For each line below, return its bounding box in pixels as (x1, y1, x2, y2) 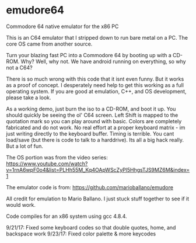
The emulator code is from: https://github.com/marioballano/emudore (6, 183, 174, 190)
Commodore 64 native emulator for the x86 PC (6, 23, 119, 30)
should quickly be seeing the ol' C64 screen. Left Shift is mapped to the (6, 112, 178, 119)
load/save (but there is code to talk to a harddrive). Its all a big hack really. (6, 136, 184, 143)
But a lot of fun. (6, 143, 44, 150)
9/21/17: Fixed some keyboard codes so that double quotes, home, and (6, 224, 176, 231)
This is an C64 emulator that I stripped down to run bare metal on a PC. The (6, 34, 188, 41)
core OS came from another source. (6, 40, 93, 47)
